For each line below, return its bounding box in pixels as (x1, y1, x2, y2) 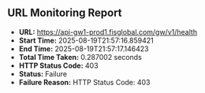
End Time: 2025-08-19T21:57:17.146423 (18, 43, 149, 54)
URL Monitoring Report (7, 6, 123, 20)
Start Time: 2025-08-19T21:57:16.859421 (18, 35, 155, 45)
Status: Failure (18, 69, 68, 78)
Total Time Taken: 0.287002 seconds (18, 52, 143, 61)
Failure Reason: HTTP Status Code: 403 (18, 77, 151, 87)
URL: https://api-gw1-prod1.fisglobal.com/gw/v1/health (18, 27, 198, 36)
